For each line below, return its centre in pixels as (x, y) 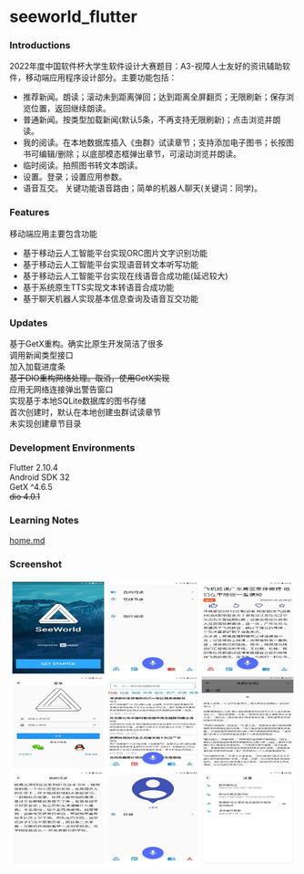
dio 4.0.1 (25, 497)
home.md (27, 540)
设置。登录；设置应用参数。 (75, 177)
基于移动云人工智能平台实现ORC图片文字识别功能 (115, 253)
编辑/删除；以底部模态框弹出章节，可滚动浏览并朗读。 (140, 154)
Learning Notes (44, 520)
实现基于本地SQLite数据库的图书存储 (78, 401)
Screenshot (35, 564)
